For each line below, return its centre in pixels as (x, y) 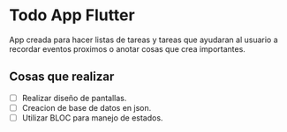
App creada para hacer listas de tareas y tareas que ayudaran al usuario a (143, 40)
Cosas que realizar (62, 77)
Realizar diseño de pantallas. (74, 98)
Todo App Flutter (72, 15)
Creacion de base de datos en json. (87, 107)
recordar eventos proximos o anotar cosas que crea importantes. (127, 48)
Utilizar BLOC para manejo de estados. (92, 117)
